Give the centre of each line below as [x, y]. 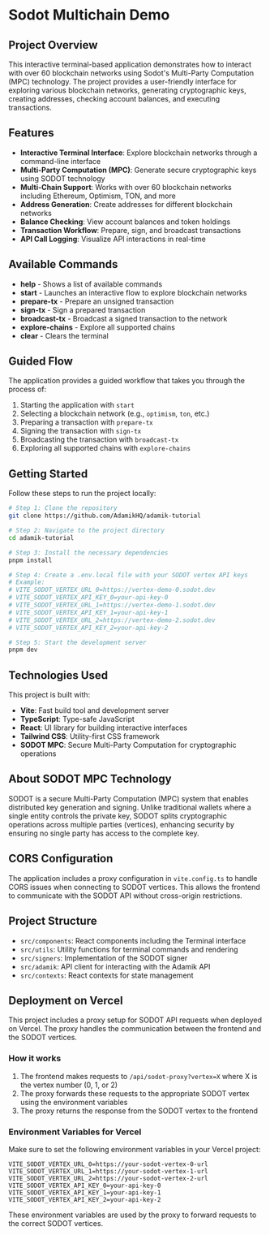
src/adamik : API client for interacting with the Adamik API [115, 966]
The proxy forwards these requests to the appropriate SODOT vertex [135, 1093]
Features [31, 133]
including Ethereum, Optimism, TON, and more [98, 196]
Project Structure [53, 921]
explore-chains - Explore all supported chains [98, 327]
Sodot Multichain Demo [89, 15]
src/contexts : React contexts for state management [107, 975]
